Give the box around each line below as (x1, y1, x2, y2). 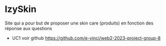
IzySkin (5, 3, 37, 15)
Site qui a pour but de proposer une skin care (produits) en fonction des (5, 20, 154, 26)
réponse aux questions (5, 25, 52, 31)
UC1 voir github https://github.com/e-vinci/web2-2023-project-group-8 (12, 35, 161, 41)
